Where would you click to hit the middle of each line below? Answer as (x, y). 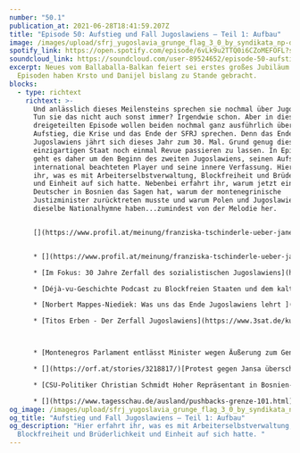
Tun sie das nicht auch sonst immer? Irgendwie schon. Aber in (153, 117)
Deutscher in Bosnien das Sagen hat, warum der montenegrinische (157, 192)
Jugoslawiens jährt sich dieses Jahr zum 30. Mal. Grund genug (153, 142)
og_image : (28, 409)
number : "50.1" (37, 17)
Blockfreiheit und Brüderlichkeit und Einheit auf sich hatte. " (142, 434)
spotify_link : (36, 51)
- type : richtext (50, 92)
